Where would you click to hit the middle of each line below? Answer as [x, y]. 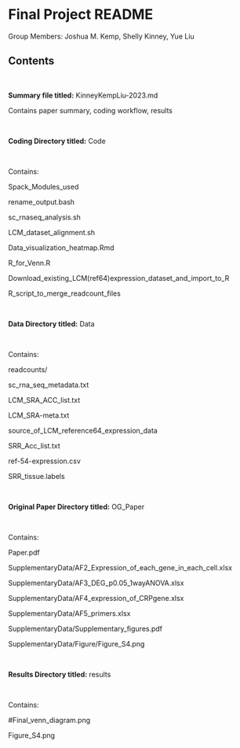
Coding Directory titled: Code [57, 141]
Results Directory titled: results [60, 674]
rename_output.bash [42, 201]
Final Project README [81, 15]
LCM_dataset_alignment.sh [52, 232]
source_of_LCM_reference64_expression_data [83, 430]
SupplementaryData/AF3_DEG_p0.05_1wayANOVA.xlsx [96, 583]
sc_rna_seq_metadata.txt [49, 385]
